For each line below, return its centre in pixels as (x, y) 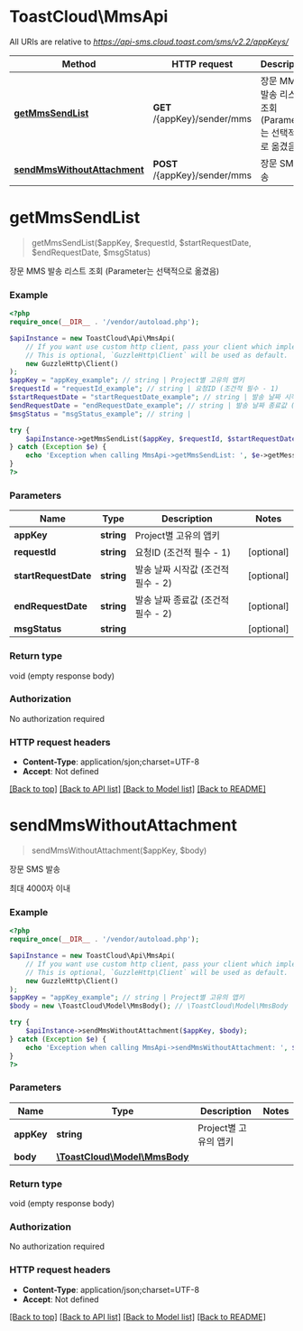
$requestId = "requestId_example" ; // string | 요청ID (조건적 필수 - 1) (144, 389)
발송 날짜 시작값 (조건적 (182, 569)
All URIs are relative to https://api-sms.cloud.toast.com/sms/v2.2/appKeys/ (149, 42)
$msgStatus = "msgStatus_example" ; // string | (101, 414)
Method (79, 63)
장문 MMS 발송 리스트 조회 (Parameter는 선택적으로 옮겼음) (115, 271)
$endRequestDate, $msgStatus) (91, 252)
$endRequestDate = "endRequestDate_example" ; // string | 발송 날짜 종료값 (148, 405)
